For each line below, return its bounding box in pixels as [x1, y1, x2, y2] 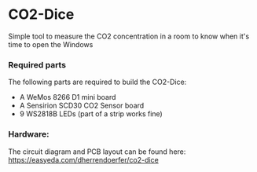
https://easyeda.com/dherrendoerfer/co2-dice [8, 155, 159, 164]
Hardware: [8, 129, 50, 140]
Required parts [8, 59, 67, 70]
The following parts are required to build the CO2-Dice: [8, 77, 187, 87]
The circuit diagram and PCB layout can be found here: [8, 147, 186, 156]
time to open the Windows [8, 39, 94, 49]
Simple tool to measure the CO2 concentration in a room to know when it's [8, 31, 250, 41]
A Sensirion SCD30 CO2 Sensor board [19, 101, 145, 111]
